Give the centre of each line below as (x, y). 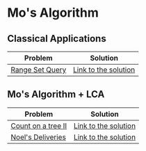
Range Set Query (39, 70)
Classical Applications (57, 39)
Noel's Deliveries (38, 137)
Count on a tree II (39, 125)
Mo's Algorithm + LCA (56, 94)
